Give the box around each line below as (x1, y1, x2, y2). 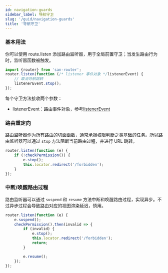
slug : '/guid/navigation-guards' (5, 16, 75, 21)
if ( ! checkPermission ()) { (14, 153, 70, 158)
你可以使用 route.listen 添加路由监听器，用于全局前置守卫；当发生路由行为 (5, 51, 158, 57)
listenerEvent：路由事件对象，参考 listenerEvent (12, 106, 110, 112)
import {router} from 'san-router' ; (5, 67, 81, 72)
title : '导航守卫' (5, 21, 41, 26)
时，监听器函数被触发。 (5, 57, 53, 63)
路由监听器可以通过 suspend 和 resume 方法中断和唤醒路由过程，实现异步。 (5, 196, 157, 202)
